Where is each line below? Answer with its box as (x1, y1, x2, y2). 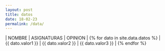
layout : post (5, 7, 33, 12)
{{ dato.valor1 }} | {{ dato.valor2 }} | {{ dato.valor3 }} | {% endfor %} (5, 40, 147, 46)
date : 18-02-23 (5, 16, 38, 21)
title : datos (5, 12, 33, 17)
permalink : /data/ (5, 21, 44, 26)
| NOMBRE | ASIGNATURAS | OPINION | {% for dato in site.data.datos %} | (5, 35, 161, 41)
